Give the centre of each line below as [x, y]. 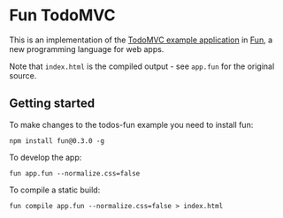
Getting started [52, 104]
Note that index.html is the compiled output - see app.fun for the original [142, 66]
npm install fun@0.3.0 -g [57, 141]
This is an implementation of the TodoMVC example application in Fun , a [141, 40]
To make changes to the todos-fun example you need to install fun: [131, 124]
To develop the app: [46, 157]
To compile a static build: [55, 190]
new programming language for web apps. [87, 49]
